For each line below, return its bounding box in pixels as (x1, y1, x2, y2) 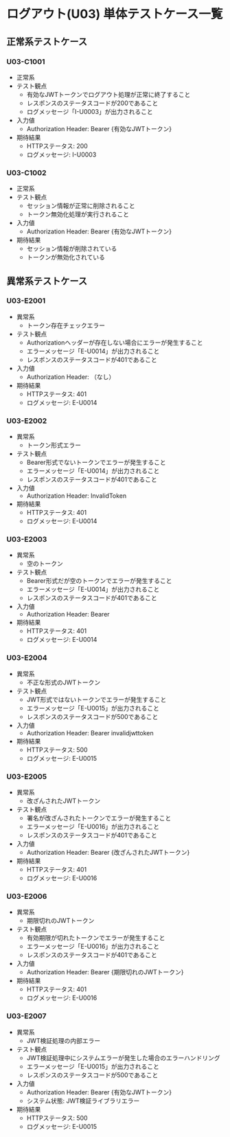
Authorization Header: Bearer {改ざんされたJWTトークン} (26, 849, 190, 857)
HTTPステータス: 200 (26, 141, 89, 150)
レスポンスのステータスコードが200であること (26, 99, 159, 107)
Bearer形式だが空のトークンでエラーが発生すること (26, 577, 172, 585)
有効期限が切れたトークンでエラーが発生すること (26, 934, 165, 942)
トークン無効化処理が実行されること (26, 210, 130, 218)
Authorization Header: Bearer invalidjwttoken (26, 728, 154, 737)
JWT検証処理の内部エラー (26, 1036, 101, 1044)
